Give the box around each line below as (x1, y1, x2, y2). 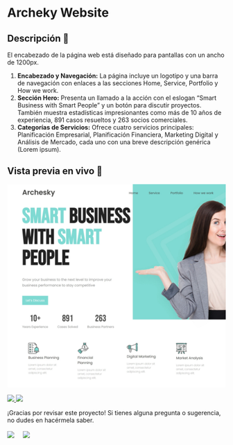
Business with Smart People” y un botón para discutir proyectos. (17, 101, 202, 109)
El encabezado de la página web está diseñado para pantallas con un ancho (7, 51, 225, 59)
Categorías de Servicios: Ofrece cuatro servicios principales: (17, 123, 194, 131)
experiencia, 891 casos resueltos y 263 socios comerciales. (17, 116, 188, 124)
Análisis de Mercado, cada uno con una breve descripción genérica (17, 138, 211, 146)
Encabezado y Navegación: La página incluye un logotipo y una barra (17, 71, 218, 80)
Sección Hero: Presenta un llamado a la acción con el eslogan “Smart (17, 94, 217, 102)
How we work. (17, 87, 59, 94)
